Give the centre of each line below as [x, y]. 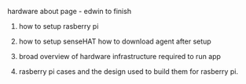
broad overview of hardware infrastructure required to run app [120, 56]
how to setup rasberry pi [59, 26]
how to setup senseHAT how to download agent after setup [115, 41]
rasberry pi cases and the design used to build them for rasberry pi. [129, 72]
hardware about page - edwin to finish [69, 11]
